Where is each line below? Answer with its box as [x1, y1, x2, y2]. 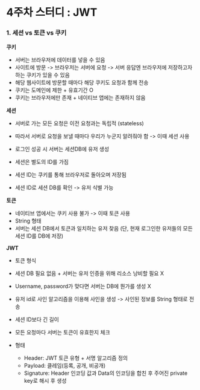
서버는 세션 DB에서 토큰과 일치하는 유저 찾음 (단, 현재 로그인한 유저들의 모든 [14, 225, 193, 232]
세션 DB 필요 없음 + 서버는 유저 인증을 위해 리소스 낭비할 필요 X [14, 270, 164, 277]
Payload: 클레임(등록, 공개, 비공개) [23, 362, 106, 369]
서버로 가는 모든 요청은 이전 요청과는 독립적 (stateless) [14, 120, 145, 127]
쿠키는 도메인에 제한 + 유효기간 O [14, 86, 93, 94]
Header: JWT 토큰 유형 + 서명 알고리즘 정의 [23, 354, 128, 362]
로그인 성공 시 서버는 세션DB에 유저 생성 [14, 146, 110, 153]
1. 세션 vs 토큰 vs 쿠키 [6, 28, 67, 37]
